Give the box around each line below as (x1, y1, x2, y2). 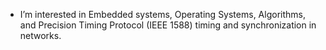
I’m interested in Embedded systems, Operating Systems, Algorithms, (19, 9, 306, 20)
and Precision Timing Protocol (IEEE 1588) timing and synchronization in (19, 19, 317, 31)
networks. (19, 30, 62, 41)
